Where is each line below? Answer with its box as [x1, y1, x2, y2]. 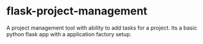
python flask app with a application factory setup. [6, 30, 132, 37]
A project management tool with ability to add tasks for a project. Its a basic [6, 24, 197, 31]
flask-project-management [6, 4, 148, 18]
